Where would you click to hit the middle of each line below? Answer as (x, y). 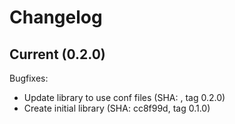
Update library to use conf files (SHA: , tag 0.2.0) (124, 97)
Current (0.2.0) (57, 54)
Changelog (56, 17)
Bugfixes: (29, 78)
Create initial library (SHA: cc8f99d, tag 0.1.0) (117, 108)
